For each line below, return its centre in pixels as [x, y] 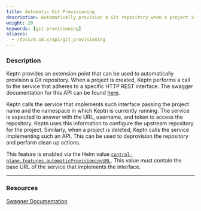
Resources [22, 188]
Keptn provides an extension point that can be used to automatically [90, 74]
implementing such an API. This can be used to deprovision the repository [97, 136]
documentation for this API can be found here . [63, 93]
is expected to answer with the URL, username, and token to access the [95, 117]
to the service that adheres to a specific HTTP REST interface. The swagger [100, 86]
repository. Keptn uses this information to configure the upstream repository [100, 123]
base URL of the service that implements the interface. [74, 167]
